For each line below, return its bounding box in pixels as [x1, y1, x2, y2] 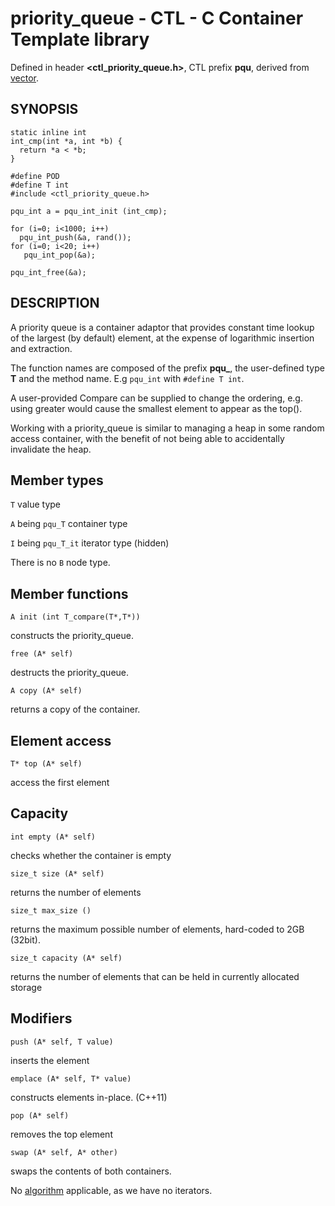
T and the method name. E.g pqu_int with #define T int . [10, 372, 245, 384]
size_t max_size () [10, 905, 92, 916]
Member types [10, 472, 104, 489]
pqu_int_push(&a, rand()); [19, 232, 132, 242]
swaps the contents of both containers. [10, 1165, 172, 1177]
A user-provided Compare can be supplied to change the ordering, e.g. [10, 392, 303, 404]
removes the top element [10, 1128, 113, 1140]
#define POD [10, 171, 60, 181]
